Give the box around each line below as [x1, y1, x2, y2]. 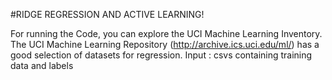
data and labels [10, 60, 74, 71]
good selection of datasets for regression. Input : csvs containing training [10, 49, 313, 61]
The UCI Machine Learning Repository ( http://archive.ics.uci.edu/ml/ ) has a [10, 39, 320, 50]
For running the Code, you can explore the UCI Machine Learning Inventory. [10, 28, 323, 39]
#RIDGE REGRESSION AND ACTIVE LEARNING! [10, 9, 205, 20]
